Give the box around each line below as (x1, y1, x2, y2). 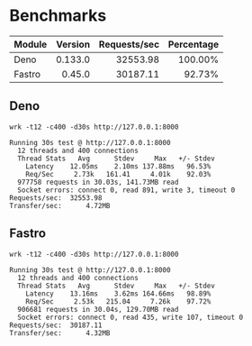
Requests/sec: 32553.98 (9, 193, 103, 203)
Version (56, 38, 91, 50)
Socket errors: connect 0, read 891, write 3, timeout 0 (17, 186, 236, 195)
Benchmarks (9, 5, 107, 26)
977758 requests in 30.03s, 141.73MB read (17, 178, 179, 187)
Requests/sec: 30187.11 (9, 321, 103, 330)
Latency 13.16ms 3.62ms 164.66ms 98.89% (25, 289, 211, 298)
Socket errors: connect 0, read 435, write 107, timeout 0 (17, 313, 244, 322)
